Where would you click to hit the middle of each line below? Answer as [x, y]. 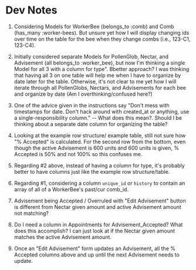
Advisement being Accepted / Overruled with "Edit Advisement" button [100, 201]
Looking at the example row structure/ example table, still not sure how [100, 135]
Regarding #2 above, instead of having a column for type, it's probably [99, 166]
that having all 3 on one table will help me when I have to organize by [97, 75]
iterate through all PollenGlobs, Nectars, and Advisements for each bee [100, 87]
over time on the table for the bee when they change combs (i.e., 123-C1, [102, 39]
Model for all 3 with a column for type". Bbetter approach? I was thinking [102, 69]
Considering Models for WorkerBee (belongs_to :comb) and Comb [94, 26]
